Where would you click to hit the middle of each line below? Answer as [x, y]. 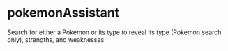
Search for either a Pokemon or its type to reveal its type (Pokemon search [114, 32]
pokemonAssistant [63, 13]
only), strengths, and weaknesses [56, 39]
